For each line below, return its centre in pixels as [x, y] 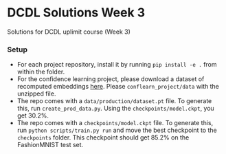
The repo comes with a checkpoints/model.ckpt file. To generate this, [115, 123]
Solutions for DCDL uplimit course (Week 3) [69, 32]
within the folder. [41, 72]
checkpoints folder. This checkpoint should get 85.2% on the [103, 137]
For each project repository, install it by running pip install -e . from [117, 65]
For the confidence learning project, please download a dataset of [111, 79]
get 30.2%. [33, 115]
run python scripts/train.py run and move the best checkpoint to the [117, 130]
